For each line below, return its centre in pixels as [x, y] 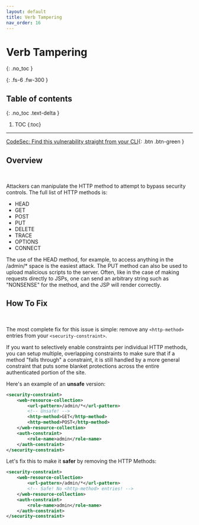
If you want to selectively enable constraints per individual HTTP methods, [97, 347]
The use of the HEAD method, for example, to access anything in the [90, 260]
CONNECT [28, 248]
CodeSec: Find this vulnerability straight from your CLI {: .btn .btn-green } [95, 142]
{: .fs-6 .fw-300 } [27, 80]
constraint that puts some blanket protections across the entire [83, 366]
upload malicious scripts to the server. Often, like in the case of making [93, 272]
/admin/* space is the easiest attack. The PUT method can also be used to [97, 265]
